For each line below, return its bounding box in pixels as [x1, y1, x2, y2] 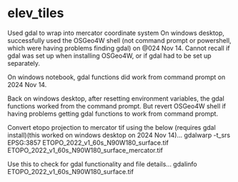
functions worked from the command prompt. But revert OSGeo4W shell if [7, 101, 227, 110]
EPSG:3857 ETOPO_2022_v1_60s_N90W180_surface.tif [7, 138, 169, 147]
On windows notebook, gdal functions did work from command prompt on [7, 73, 226, 81]
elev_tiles [7, 5, 64, 21]
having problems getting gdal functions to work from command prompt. [7, 109, 219, 118]
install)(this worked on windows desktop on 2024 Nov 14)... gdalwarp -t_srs [7, 131, 231, 139]
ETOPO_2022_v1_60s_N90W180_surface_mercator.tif [7, 146, 163, 154]
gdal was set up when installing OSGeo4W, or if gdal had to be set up [7, 51, 212, 60]
